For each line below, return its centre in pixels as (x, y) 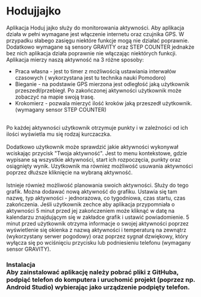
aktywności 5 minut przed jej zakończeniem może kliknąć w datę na (90, 210)
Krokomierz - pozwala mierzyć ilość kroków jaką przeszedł (88, 103)
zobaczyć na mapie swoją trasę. (55, 97)
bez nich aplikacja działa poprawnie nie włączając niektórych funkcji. (92, 53)
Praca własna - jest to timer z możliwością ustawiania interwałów (95, 71)
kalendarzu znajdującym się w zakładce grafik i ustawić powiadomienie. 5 (98, 217)
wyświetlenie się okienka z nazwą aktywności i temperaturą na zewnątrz (96, 230)
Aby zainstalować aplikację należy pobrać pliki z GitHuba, (92, 272)
